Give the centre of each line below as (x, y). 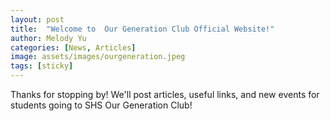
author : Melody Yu (48, 38)
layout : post (37, 19)
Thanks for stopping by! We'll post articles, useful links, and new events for (165, 94)
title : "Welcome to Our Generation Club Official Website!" (142, 29)
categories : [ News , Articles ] (73, 47)
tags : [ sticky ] (42, 66)
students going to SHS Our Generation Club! (101, 105)
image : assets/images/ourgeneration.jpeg (98, 57)
